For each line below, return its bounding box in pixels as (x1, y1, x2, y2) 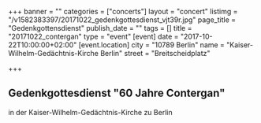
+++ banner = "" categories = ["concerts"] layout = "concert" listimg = (8, 7, 238, 16)
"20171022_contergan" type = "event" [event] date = (8, 32, 179, 41)
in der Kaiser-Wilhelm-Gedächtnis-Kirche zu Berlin (8, 107, 173, 117)
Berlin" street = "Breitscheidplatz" (99, 49, 211, 58)
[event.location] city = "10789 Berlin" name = (78, 40, 225, 50)
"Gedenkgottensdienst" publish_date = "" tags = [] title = (8, 24, 192, 32)
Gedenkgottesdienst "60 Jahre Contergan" (8, 87, 226, 100)
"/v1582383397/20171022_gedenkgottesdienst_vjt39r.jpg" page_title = (8, 15, 237, 24)
